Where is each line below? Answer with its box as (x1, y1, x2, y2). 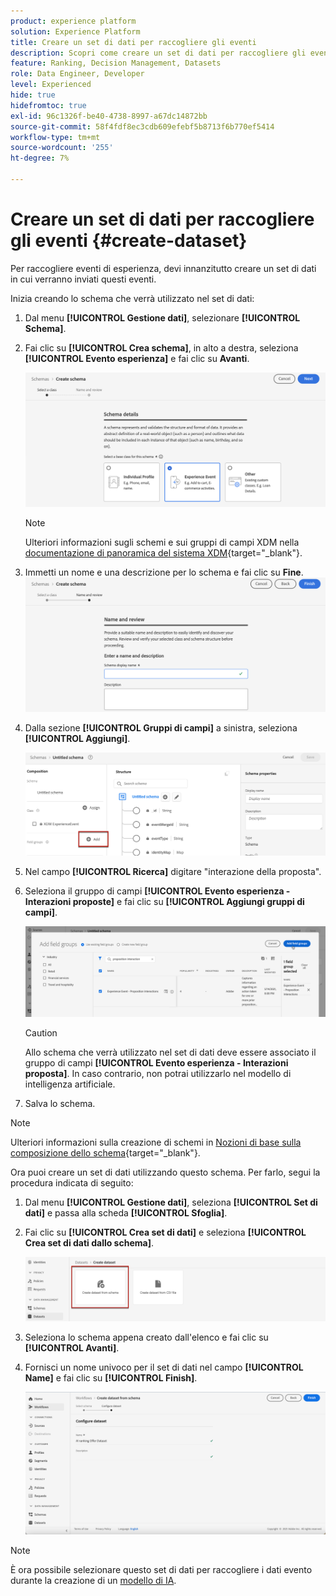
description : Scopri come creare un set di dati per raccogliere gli (10, 48, 307, 58)
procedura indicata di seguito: (10, 1177, 134, 1189)
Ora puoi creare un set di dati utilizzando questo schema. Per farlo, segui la (10, 1166, 321, 1179)
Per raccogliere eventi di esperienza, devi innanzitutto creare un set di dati (10, 262, 317, 274)
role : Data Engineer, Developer (10, 69, 145, 79)
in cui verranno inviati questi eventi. (10, 273, 157, 285)
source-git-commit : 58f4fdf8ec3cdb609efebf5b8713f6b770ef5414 (10, 121, 275, 132)
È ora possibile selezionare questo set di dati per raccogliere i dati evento (10, 1564, 313, 1576)
